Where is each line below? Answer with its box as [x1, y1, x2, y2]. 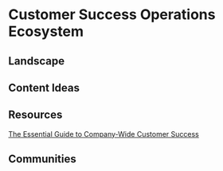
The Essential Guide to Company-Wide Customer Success [8, 129, 199, 138]
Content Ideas [8, 81, 80, 95]
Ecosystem [8, 22, 84, 41]
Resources [8, 108, 63, 122]
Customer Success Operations [8, 6, 216, 24]
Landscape [8, 54, 65, 68]
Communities [8, 153, 77, 166]
